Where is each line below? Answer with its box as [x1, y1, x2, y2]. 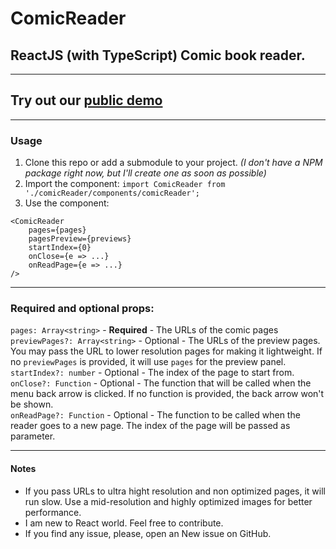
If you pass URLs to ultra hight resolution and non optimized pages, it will [24, 485, 326, 497]
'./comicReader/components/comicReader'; [24, 188, 200, 199]
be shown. [10, 398, 54, 411]
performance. [24, 506, 82, 518]
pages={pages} [28, 225, 87, 236]
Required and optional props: [10, 302, 155, 316]
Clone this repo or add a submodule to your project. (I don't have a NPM [24, 157, 323, 169]
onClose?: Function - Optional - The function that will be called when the [10, 377, 312, 389]
